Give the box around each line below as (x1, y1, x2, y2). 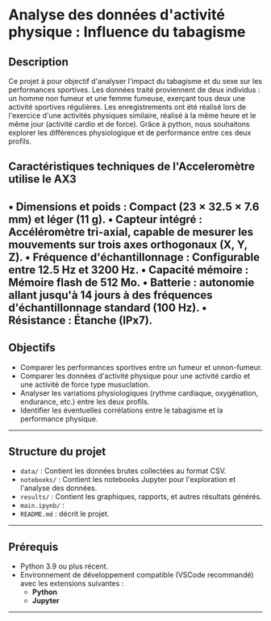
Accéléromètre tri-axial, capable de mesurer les (8, 224, 254, 239)
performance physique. (19, 413, 98, 423)
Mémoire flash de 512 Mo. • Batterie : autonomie (8, 275, 255, 289)
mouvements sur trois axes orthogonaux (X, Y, (8, 237, 248, 251)
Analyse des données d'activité (8, 6, 226, 24)
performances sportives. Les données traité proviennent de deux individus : (8, 85, 261, 94)
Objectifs (8, 341, 56, 355)
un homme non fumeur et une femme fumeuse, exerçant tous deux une (8, 94, 246, 103)
